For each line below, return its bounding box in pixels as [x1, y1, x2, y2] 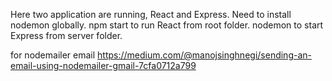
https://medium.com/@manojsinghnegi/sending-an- [97, 49, 312, 61]
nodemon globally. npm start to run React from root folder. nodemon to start [10, 19, 324, 31]
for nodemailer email [10, 49, 96, 61]
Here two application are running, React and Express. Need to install [10, 9, 292, 20]
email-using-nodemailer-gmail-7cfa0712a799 [10, 60, 197, 71]
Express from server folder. [10, 30, 123, 41]
